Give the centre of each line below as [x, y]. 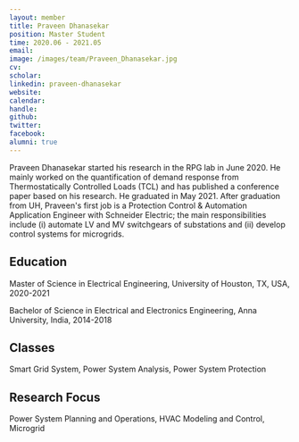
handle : [24, 109]
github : [24, 117]
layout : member [37, 17]
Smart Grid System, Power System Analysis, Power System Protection [138, 369]
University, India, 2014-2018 [61, 320]
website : [25, 92]
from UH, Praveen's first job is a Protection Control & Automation [129, 205]
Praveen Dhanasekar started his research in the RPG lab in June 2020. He [145, 167]
